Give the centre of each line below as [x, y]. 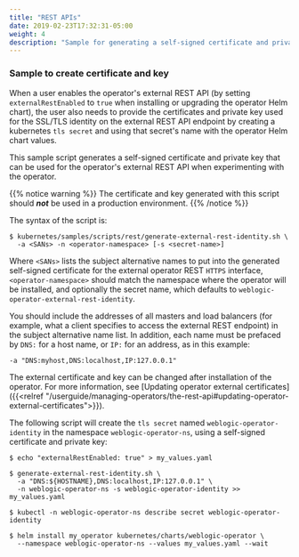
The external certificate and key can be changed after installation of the [141, 377]
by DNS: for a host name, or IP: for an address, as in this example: [130, 344]
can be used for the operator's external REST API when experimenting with [147, 166]
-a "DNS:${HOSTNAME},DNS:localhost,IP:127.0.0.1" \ [115, 481]
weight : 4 [28, 34]
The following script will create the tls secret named [107, 423]
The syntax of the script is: [58, 220]
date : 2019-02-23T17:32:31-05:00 [71, 26]
